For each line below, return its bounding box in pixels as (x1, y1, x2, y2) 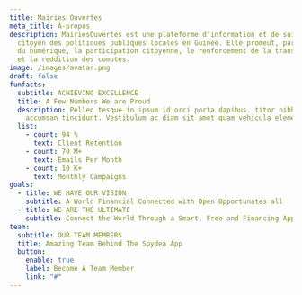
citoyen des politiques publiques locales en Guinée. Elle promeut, (17, 38, 280, 48)
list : (17, 122, 39, 131)
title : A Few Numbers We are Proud (17, 96, 151, 106)
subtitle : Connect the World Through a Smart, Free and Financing (25, 213, 280, 223)
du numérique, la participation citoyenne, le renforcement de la (17, 47, 271, 56)
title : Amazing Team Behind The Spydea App (17, 239, 182, 248)
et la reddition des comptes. (17, 55, 130, 64)
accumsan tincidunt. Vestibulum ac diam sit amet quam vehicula (25, 113, 271, 122)
